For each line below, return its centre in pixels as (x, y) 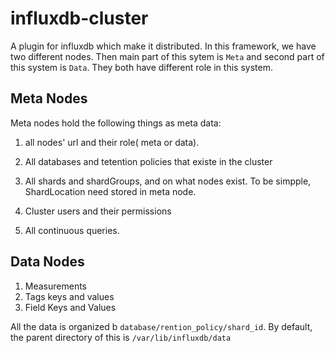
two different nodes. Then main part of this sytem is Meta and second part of (167, 56)
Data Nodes (47, 262)
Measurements (56, 286)
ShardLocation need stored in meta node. (110, 191)
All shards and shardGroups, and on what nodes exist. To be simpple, (168, 181)
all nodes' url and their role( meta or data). (112, 142)
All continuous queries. (72, 230)
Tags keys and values (69, 296)
